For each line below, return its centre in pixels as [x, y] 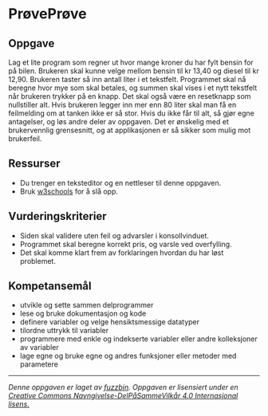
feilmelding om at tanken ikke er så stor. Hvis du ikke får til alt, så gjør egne [132, 113]
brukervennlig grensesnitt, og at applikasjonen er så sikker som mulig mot [130, 130]
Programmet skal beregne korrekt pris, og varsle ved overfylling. [126, 244]
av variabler [39, 347]
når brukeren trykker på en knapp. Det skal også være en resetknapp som [130, 96]
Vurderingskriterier [57, 216]
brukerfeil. [25, 139]
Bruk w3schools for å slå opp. [69, 191]
